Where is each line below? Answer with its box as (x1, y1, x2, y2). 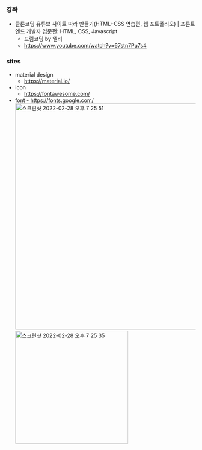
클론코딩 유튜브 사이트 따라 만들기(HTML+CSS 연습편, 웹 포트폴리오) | (14, 20, 179, 28)
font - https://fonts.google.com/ (14, 97, 94, 104)
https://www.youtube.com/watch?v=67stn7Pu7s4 (23, 42, 147, 49)
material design (14, 71, 54, 78)
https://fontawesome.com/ (23, 90, 90, 97)
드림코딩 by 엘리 (23, 35, 63, 43)
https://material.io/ (23, 77, 70, 84)
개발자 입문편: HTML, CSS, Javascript (26, 28, 118, 35)
